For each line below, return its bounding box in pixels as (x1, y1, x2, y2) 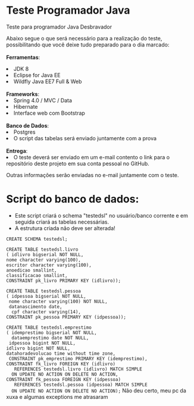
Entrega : (6, 147, 28, 155)
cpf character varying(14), (11, 309, 82, 315)
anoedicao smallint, (6, 267, 58, 273)
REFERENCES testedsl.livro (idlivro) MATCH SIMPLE (14, 366, 143, 372)
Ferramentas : (6, 53, 40, 61)
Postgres (14, 128, 36, 136)
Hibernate (14, 103, 38, 110)
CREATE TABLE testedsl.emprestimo (6, 325, 92, 331)
